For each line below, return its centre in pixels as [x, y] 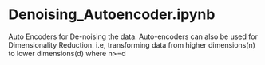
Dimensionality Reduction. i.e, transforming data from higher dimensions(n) [132, 44]
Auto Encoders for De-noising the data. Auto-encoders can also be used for [133, 36]
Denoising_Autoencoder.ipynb [112, 15]
